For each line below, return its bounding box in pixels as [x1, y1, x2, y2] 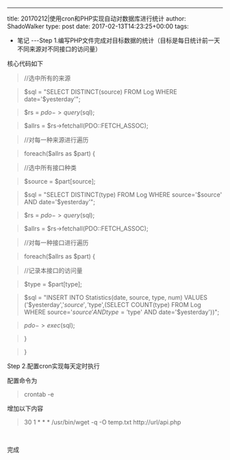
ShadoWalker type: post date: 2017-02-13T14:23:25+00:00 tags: [7, 22, 190, 30]
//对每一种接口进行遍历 [23, 239, 89, 247]
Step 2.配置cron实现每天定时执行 [7, 362, 101, 370]
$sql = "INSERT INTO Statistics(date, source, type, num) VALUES [23, 293, 207, 302]
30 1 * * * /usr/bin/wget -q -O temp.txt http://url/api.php [23, 418, 181, 426]
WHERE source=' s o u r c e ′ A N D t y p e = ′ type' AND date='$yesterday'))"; [23, 308, 220, 316]
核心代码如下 [7, 60, 43, 67]
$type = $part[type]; [23, 280, 82, 288]
